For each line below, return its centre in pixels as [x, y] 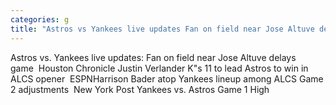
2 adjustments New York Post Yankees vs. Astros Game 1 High [140, 89]
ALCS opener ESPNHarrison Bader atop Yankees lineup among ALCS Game [167, 78]
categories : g [40, 19]
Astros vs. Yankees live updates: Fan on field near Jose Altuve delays [153, 57]
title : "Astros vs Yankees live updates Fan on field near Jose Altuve [162, 29]
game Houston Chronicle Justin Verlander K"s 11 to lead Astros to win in [159, 68]
